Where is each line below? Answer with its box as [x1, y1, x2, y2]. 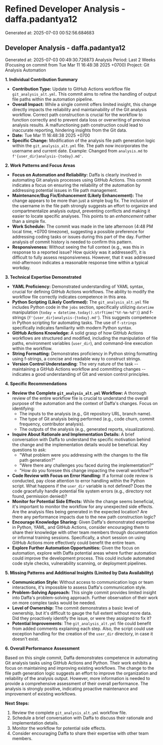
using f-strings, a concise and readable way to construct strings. [12, 356, 142, 361]
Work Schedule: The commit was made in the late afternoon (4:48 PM [12, 223, 153, 229]
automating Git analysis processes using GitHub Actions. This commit [12, 177, 151, 183]
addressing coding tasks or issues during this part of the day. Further [12, 234, 150, 239]
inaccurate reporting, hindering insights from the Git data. [12, 127, 128, 133]
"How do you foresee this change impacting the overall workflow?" [19, 467, 154, 473]
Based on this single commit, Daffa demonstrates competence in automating [5, 655, 158, 660]
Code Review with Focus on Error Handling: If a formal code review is [12, 473, 153, 478]
